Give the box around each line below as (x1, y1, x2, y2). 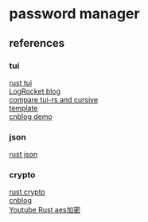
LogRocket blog (9, 86, 61, 96)
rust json (9, 150, 38, 159)
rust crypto (9, 187, 46, 197)
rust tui (9, 78, 33, 87)
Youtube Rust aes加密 (9, 205, 81, 215)
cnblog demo (9, 112, 53, 121)
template (9, 103, 38, 113)
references (9, 36, 65, 50)
